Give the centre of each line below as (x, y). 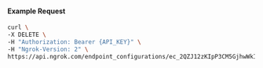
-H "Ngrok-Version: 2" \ (48, 49)
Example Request (37, 11)
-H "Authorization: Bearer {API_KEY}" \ (75, 42)
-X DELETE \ (27, 35)
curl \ (18, 27)
